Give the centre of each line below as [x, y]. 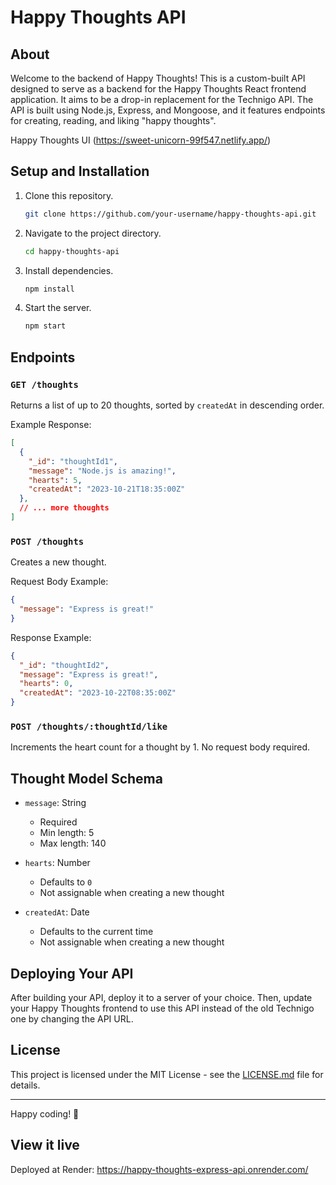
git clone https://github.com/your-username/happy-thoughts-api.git [170, 214]
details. [25, 1085]
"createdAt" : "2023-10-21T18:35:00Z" [107, 489]
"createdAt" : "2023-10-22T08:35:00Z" [98, 693]
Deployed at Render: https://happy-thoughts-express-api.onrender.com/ [159, 1169]
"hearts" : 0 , [46, 684]
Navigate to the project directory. [93, 233]
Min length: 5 [67, 833]
